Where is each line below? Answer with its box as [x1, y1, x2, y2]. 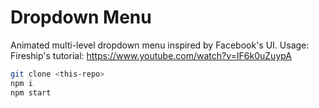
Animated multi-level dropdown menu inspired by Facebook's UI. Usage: [10, 39, 310, 51]
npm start [10, 87, 52, 98]
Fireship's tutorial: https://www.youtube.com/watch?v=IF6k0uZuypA [10, 49, 293, 61]
